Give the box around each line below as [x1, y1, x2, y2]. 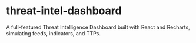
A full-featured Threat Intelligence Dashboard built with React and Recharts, [6, 24, 190, 31]
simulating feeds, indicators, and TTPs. [6, 29, 101, 37]
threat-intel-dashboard [6, 4, 122, 18]
